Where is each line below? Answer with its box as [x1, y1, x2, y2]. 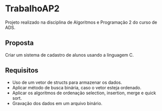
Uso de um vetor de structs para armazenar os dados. [12, 79, 122, 85]
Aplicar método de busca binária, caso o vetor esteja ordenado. [12, 84, 142, 90]
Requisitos [5, 66, 38, 74]
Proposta [5, 39, 34, 47]
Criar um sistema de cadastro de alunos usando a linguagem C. [5, 52, 134, 58]
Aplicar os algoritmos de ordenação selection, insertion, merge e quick [12, 90, 156, 96]
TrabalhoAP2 [5, 3, 60, 14]
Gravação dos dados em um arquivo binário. [12, 100, 102, 106]
